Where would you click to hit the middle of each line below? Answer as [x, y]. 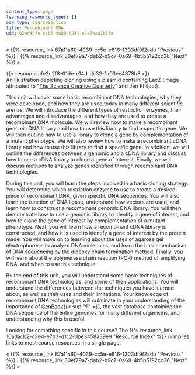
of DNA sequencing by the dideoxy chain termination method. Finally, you [95, 252]
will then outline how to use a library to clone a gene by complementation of [97, 135]
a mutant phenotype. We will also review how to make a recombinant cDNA [96, 141]
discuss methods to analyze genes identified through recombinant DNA [92, 166]
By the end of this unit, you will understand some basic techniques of [89, 276]
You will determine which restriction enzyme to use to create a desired [91, 190]
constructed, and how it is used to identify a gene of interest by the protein [96, 233]
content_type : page [30, 11]
